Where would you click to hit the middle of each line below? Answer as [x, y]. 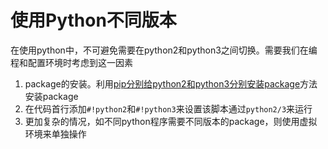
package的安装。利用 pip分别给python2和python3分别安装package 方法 [171, 83]
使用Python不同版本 [93, 20]
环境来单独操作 [55, 133]
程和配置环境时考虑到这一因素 [71, 62]
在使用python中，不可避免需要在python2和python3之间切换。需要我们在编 [164, 50]
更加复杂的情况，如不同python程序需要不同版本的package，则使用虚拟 [171, 121]
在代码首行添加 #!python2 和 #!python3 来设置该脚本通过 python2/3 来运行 [168, 108]
